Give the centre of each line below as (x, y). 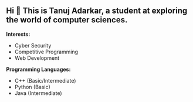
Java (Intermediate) (38, 93)
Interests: (18, 34)
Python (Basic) (33, 87)
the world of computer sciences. (67, 20)
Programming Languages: (38, 69)
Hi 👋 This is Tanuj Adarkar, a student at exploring (97, 11)
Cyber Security (33, 45)
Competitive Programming (46, 52)
